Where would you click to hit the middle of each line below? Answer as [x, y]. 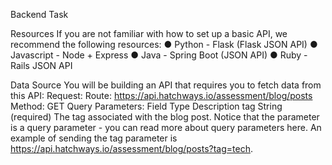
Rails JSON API [41, 65]
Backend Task [39, 14]
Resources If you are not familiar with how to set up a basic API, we [149, 33]
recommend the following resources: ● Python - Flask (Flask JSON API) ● [164, 44]
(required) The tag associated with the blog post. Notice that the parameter [165, 117]
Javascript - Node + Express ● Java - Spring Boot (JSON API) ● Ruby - [159, 55]
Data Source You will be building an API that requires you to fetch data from [166, 85]
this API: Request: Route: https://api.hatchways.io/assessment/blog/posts [161, 95]
